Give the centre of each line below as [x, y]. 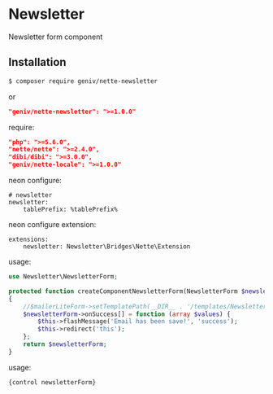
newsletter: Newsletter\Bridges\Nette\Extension [107, 247]
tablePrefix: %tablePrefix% [70, 209]
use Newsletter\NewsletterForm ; [63, 277]
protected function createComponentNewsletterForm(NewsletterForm [123, 291]
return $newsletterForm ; [65, 344]
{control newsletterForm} [52, 382]
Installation [37, 62]
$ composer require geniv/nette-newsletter [83, 81]
